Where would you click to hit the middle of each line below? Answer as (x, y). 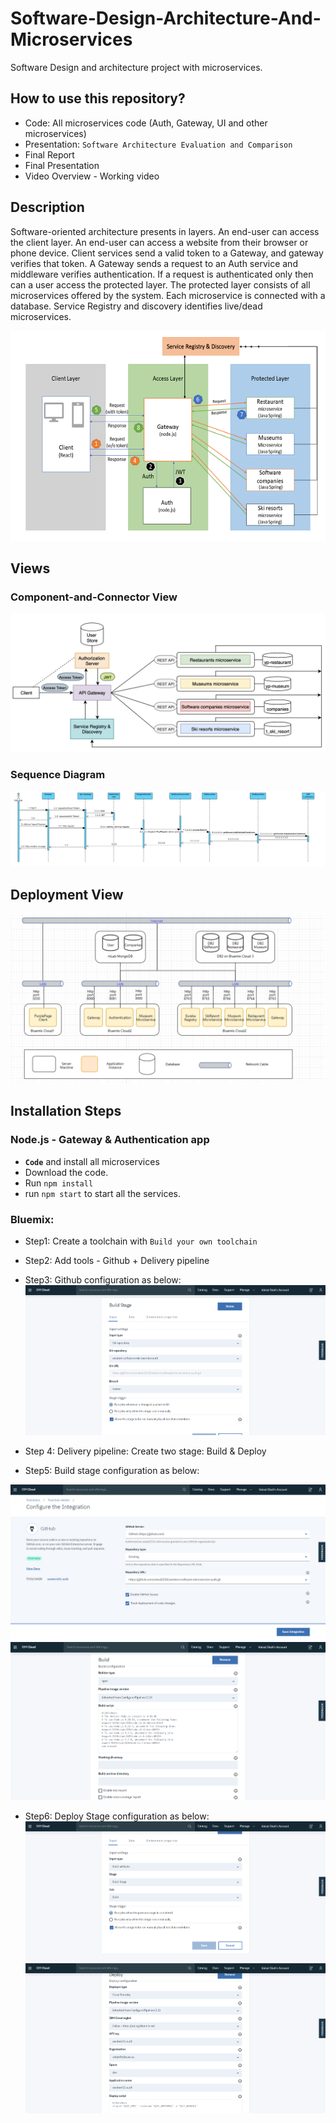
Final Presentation (62, 165)
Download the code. (66, 1172)
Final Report (49, 154)
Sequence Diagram (58, 774)
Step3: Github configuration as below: (103, 1280)
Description (47, 207)
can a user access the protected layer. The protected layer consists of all (160, 284)
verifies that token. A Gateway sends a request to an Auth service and (154, 263)
